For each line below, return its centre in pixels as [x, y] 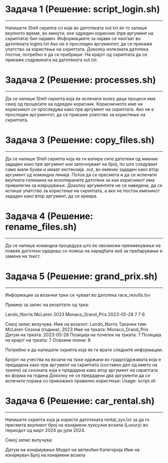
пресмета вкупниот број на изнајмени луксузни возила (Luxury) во [77, 425]
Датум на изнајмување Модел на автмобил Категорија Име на [72, 449]
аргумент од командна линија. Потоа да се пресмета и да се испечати [81, 174]
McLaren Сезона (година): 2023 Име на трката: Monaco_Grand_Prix [77, 329]
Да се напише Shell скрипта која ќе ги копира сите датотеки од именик [82, 158]
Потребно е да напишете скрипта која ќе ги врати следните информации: [84, 350]
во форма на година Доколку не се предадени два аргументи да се [78, 375]
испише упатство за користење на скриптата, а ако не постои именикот [82, 190]
